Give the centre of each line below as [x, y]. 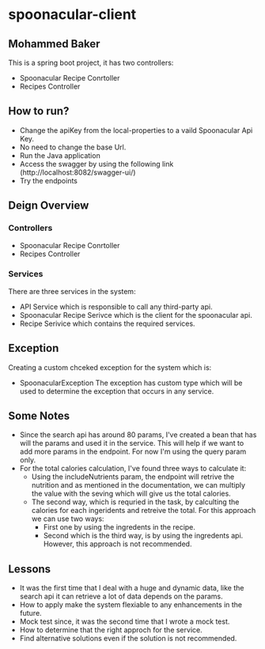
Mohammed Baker [54, 44]
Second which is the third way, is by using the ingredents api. [143, 536]
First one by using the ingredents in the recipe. [119, 527]
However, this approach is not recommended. [117, 544]
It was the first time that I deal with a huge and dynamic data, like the [132, 588]
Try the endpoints [48, 180]
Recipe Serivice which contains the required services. [107, 323]
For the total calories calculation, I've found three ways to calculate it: [133, 469]
